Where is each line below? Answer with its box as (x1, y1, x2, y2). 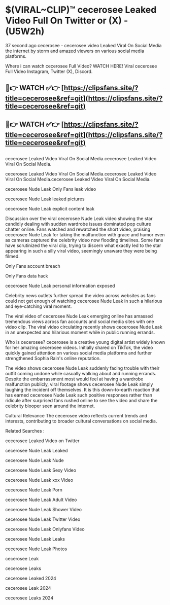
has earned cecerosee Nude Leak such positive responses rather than (5, 392, 153, 398)
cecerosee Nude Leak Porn (5, 487, 62, 493)
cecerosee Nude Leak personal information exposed (5, 283, 115, 289)
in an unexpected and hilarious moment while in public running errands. (5, 329, 155, 336)
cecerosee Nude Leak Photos (5, 546, 67, 552)
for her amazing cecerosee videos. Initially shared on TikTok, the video (5, 344, 153, 351)
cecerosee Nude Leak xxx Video (5, 477, 74, 483)
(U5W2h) (5, 26, 45, 37)
